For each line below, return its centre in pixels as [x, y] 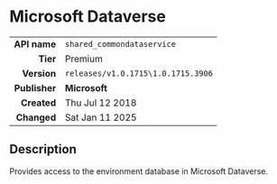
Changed [36, 117]
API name [35, 44]
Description [43, 149]
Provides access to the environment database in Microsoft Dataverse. [139, 171]
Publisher [35, 87]
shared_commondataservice [120, 44]
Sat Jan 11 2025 [101, 117]
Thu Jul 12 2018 [101, 103]
